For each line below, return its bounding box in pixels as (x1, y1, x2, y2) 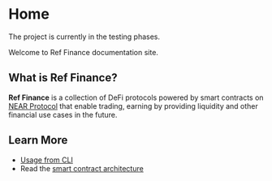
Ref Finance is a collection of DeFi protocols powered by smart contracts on (8, 93, 264, 102)
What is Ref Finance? (8, 71, 118, 85)
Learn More (8, 133, 68, 147)
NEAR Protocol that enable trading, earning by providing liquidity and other (8, 101, 258, 110)
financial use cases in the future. (8, 110, 118, 119)
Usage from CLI (19, 155, 73, 165)
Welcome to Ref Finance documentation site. (8, 47, 158, 57)
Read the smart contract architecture (19, 163, 144, 173)
